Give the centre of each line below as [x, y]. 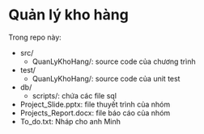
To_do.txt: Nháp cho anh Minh [70, 121]
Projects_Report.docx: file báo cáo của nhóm [95, 113]
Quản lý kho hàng [69, 15]
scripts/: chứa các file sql [74, 95]
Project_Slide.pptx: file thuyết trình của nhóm [95, 104]
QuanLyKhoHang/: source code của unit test [106, 78]
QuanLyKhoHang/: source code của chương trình [114, 61]
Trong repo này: [35, 37]
